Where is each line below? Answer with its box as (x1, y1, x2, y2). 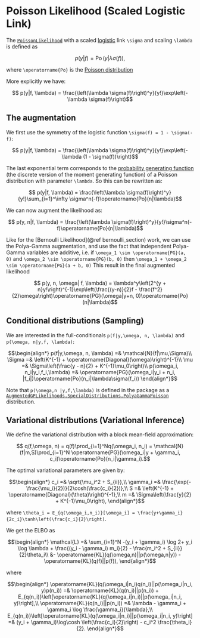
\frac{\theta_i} (157, 619, 192, 626)
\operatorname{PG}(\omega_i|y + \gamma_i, (71, 449, 180, 456)
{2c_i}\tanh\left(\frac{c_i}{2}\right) (6, 516, 105, 523)
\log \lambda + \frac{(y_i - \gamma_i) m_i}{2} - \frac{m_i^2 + (17, 545, 167, 552)
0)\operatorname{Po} (135, 292, 189, 299)
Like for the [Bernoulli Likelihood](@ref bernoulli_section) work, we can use (6, 236, 191, 243)
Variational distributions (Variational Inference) (6, 415, 185, 425)
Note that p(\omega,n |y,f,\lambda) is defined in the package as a (6, 386, 170, 393)
